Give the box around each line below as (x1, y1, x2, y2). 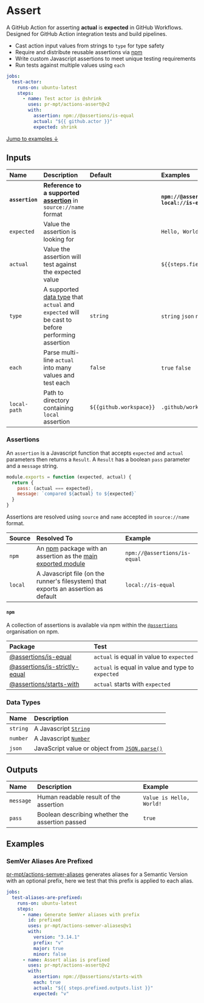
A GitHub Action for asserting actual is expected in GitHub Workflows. (6, 24, 183, 31)
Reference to (43, 181, 82, 189)
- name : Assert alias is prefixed (22, 957, 110, 963)
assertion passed (37, 818, 87, 827)
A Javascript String (34, 724, 90, 732)
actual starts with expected (93, 680, 171, 689)
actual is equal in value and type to (93, 663, 194, 672)
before (43, 323, 63, 331)
